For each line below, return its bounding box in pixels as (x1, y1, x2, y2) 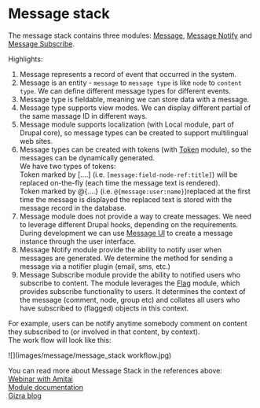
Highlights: (8, 54, 43, 64)
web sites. (19, 136, 53, 145)
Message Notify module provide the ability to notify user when (19, 244, 222, 254)
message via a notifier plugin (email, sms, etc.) (19, 261, 171, 271)
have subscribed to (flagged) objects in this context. (19, 303, 189, 313)
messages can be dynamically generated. (19, 153, 156, 162)
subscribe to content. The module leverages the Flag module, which (19, 278, 240, 288)
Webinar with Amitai (8, 374, 73, 384)
